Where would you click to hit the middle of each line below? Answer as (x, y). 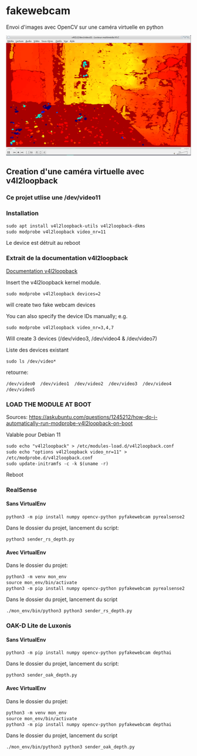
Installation (23, 213)
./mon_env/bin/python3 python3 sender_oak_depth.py (70, 747)
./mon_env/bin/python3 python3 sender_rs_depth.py (69, 611)
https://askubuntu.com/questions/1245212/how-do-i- (93, 417)
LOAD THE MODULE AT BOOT (49, 404)
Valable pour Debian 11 (33, 434)
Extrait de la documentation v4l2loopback (67, 258)
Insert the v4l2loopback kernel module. (54, 282)
